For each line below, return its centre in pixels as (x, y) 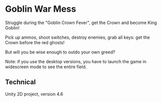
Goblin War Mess (40, 9)
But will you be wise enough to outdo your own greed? (60, 52)
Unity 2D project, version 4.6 (34, 94)
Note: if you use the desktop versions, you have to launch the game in (76, 61)
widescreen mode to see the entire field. (46, 67)
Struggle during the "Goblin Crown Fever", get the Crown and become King (81, 23)
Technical (20, 82)
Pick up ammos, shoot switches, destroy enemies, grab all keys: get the (78, 37)
